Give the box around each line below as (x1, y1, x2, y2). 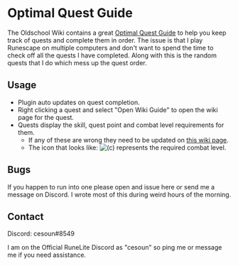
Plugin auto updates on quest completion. (17, 98, 140, 106)
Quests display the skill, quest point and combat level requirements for (17, 121, 225, 129)
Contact (7, 211, 44, 223)
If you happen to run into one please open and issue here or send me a (7, 182, 215, 191)
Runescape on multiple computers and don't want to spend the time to (7, 43, 214, 52)
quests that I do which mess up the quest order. (7, 58, 147, 67)
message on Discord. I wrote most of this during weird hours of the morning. (7, 190, 232, 199)
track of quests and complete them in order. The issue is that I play (7, 35, 203, 44)
